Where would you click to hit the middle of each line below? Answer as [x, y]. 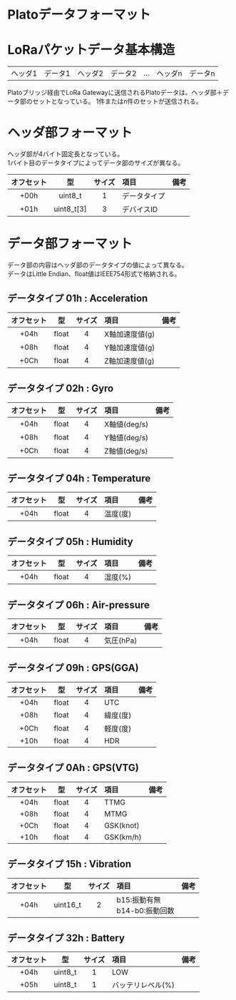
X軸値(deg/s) [126, 424]
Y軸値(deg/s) [126, 437]
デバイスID [140, 210]
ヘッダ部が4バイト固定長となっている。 [65, 154]
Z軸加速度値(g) [129, 361]
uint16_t [68, 904]
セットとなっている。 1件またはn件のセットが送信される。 [117, 101]
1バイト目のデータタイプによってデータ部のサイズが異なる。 [96, 163]
